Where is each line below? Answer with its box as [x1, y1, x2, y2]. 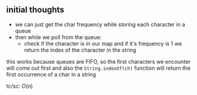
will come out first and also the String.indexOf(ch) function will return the [6, 64, 191, 72]
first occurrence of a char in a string [6, 70, 97, 78]
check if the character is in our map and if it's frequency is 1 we [24, 40, 182, 47]
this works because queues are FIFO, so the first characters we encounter [6, 58, 191, 65]
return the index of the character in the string [24, 46, 137, 54]
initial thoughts [6, 5, 65, 15]
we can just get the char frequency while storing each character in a [15, 20, 186, 28]
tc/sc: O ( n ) [6, 82, 33, 90]
